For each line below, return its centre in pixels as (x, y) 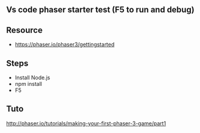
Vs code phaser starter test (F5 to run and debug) (100, 10)
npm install (28, 84)
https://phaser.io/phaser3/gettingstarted (65, 45)
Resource (25, 30)
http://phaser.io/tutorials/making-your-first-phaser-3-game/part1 (86, 123)
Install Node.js (32, 78)
